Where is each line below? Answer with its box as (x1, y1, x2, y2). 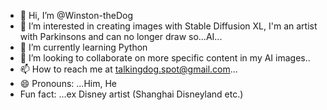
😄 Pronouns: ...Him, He (19, 78, 117, 89)
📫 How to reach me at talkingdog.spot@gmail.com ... (19, 63, 238, 75)
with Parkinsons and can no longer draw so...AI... (19, 31, 223, 42)
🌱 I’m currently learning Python (19, 41, 148, 53)
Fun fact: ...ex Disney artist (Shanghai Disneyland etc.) (19, 88, 244, 100)
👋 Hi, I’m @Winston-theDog (19, 10, 134, 21)
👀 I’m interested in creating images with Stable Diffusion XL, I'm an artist (19, 20, 318, 32)
